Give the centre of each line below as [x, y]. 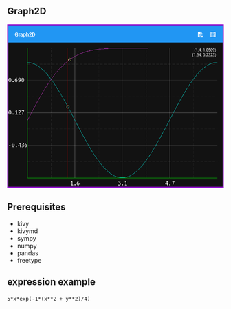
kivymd [27, 231]
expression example [52, 282]
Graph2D [27, 11]
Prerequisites [36, 207]
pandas [28, 253]
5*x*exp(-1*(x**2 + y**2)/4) [49, 299]
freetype [29, 260]
